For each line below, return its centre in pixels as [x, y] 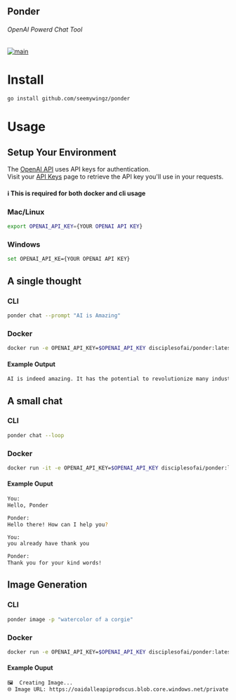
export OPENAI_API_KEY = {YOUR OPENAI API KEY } [75, 227]
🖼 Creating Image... [40, 683]
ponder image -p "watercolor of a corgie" [70, 619]
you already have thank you [48, 544]
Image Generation [47, 585]
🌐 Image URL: [27, 689]
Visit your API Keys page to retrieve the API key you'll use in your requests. [116, 177]
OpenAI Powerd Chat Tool [45, 29]
